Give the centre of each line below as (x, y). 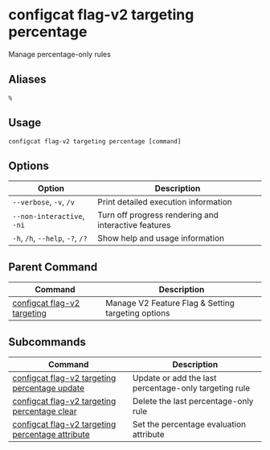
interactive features (134, 225)
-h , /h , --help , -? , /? (50, 238)
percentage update (48, 388)
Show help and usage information (161, 238)
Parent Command (53, 267)
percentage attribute (51, 434)
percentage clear (45, 411)
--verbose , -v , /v (43, 202)
